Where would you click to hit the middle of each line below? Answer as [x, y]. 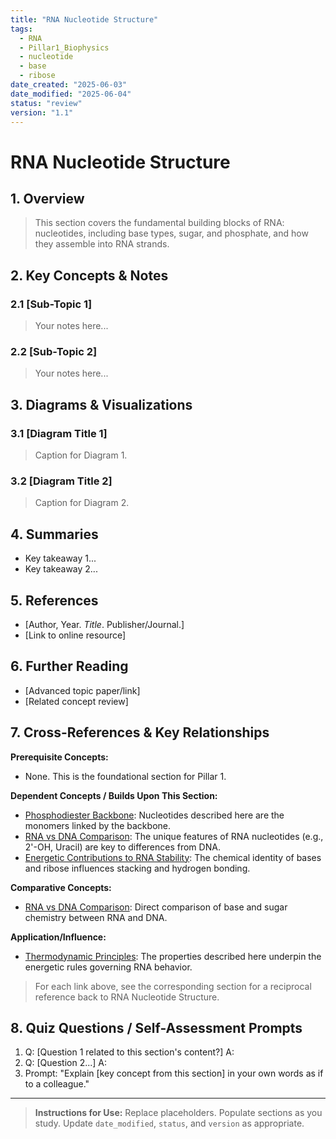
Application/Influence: [58, 937]
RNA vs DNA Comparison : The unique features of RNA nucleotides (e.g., [174, 836]
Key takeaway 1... [60, 558]
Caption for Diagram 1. [81, 455]
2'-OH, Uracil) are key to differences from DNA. [122, 847]
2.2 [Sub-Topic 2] [54, 351]
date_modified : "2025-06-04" [71, 94]
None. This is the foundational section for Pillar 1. [125, 776]
